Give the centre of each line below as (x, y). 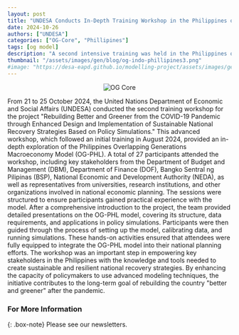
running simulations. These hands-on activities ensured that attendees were (119, 237)
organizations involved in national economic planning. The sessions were (115, 192)
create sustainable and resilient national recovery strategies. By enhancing (117, 267)
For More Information (45, 309)
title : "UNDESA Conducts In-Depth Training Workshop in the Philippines (117, 21)
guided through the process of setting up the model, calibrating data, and (115, 230)
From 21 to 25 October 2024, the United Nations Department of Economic (115, 101)
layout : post (27, 14)
